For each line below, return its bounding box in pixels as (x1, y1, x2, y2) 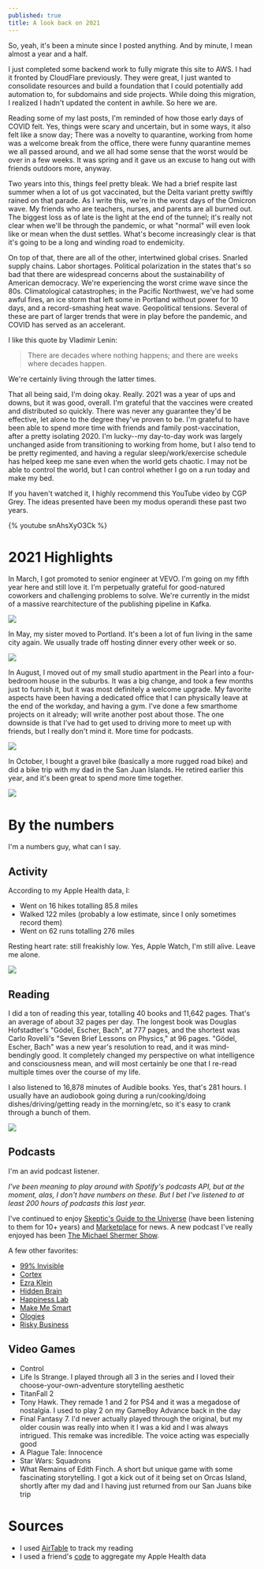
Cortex (19, 1269, 42, 1279)
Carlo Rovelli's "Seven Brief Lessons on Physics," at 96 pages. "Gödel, (8, 1034, 238, 1043)
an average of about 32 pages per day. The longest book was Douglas (8, 1017, 237, 1026)
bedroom (8, 676, 38, 686)
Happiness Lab (19, 1294, 69, 1304)
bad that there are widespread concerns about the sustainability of (8, 269, 225, 279)
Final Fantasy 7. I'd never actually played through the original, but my (19, 1414, 243, 1423)
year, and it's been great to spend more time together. (8, 773, 184, 783)
